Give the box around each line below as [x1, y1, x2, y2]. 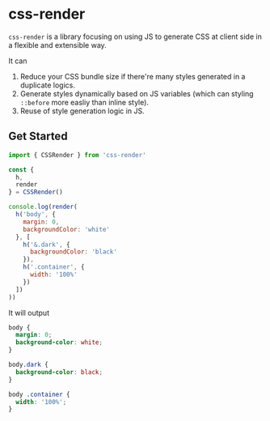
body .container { [8, 390, 70, 398]
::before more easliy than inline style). [19, 97, 150, 107]
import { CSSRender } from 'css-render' [8, 151, 147, 159]
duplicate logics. [19, 80, 75, 90]
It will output [8, 308, 50, 317]
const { [8, 165, 35, 174]
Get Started [8, 130, 68, 143]
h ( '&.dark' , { [23, 240, 70, 249]
